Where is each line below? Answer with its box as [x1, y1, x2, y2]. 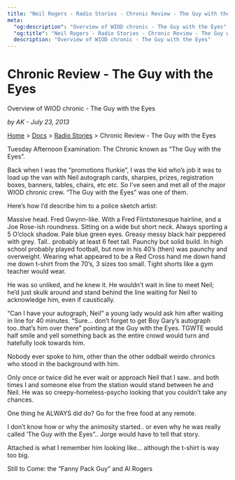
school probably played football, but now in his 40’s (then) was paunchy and [7, 245, 227, 254]
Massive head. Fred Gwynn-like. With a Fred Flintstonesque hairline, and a [7, 215, 222, 224]
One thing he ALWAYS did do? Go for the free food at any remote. [7, 409, 197, 418]
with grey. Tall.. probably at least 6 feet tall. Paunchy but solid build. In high [7, 238, 224, 246]
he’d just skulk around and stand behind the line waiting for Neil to [7, 288, 198, 297]
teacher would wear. [7, 267, 66, 276]
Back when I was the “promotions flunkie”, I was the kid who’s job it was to [7, 166, 222, 175]
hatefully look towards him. [7, 339, 85, 347]
